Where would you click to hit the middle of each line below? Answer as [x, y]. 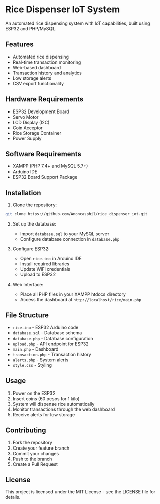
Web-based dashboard [37, 67]
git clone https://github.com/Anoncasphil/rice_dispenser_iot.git [76, 214]
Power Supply [27, 138]
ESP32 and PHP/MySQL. [31, 28]
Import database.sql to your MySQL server [65, 234]
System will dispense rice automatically [54, 404]
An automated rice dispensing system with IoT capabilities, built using [78, 23]
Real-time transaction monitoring [47, 62]
